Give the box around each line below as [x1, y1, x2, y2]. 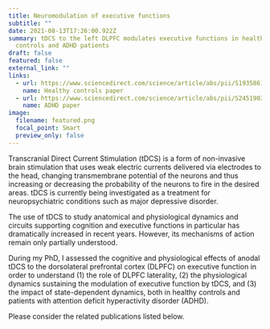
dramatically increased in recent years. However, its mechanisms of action [8, 228, 255, 238]
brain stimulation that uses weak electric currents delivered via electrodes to [8, 162, 262, 171]
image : [8, 109, 31, 117]
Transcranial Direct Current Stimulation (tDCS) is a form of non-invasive [8, 154, 246, 163]
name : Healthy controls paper [22, 86, 125, 95]
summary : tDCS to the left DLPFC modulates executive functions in [8, 34, 239, 43]
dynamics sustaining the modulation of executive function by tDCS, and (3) [8, 278, 257, 288]
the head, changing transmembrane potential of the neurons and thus [8, 171, 239, 180]
